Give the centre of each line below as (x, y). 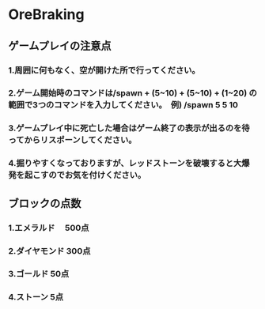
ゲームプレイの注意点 (60, 45)
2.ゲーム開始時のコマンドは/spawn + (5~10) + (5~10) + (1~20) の (132, 93)
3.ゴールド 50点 (39, 274)
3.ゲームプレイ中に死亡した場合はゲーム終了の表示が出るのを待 (129, 128)
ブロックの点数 (45, 203)
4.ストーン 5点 (36, 297)
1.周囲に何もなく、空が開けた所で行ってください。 (104, 70)
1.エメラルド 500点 (49, 228)
